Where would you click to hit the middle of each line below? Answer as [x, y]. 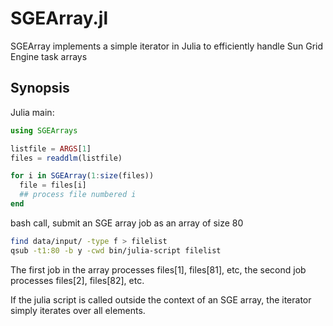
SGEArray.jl [59, 18]
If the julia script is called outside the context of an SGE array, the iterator [161, 299]
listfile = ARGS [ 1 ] [51, 148]
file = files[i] [53, 185]
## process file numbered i [78, 195]
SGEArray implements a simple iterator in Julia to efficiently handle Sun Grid [167, 46]
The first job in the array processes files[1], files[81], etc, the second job [158, 269]
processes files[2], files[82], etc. [77, 280]
